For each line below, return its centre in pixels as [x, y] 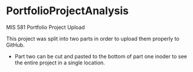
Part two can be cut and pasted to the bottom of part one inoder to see [101, 56]
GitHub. [15, 45]
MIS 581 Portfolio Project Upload [45, 27]
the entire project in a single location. [60, 63]
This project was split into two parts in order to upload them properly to [93, 38]
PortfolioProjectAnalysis [67, 11]
